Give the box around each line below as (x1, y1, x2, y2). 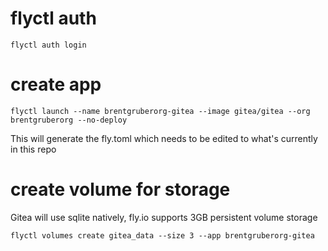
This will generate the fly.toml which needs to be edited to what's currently (10, 132, 318, 144)
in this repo (10, 143, 57, 155)
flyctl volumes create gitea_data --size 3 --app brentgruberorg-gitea (10, 230, 315, 241)
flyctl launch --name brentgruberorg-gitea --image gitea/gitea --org (10, 106, 311, 116)
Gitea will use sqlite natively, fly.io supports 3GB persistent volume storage (10, 211, 318, 223)
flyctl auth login (10, 40, 87, 50)
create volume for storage (10, 178, 231, 201)
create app (10, 73, 102, 96)
